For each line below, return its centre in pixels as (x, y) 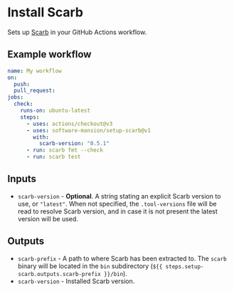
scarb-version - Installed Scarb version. (76, 281)
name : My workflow (34, 71)
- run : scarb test (53, 157)
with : (41, 137)
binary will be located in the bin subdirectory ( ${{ (90, 266)
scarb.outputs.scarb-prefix (59, 274)
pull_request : (34, 91)
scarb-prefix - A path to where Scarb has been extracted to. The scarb (122, 258)
